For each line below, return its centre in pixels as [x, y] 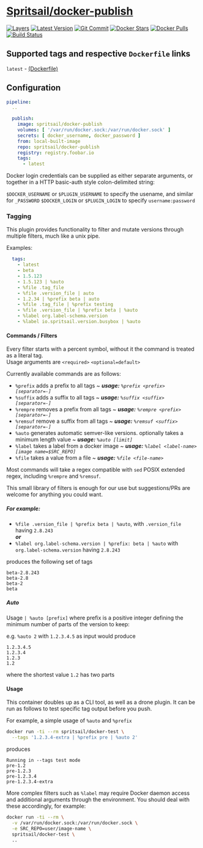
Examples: [19, 248]
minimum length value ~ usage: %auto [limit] [74, 440]
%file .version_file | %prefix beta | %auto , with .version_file [98, 524]
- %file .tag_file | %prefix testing [65, 305]
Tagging [19, 216]
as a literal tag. [25, 356]
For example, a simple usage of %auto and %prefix [69, 721]
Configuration [34, 88]
